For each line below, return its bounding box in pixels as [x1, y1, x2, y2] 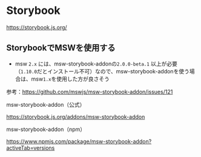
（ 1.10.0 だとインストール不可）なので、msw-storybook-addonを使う [15, 67, 189, 75]
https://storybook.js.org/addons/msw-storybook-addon [6, 113, 145, 120]
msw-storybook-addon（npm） [6, 125, 86, 133]
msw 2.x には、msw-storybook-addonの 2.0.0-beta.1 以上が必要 [15, 60, 177, 67]
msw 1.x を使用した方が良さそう [31, 75, 110, 82]
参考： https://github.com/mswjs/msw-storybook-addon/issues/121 [6, 88, 173, 95]
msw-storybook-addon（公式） [6, 101, 85, 108]
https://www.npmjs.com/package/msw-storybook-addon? [6, 138, 152, 145]
